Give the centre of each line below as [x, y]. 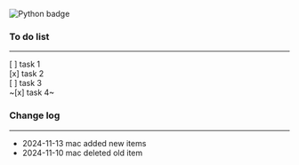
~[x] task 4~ [32, 92]
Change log [35, 115]
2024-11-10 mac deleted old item [82, 153]
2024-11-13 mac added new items [84, 143]
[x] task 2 [27, 74]
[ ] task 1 [25, 64]
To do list [29, 36]
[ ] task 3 [26, 83]
